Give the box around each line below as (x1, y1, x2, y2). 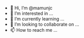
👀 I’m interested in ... (10, 10, 53, 16)
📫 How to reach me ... (10, 27, 58, 33)
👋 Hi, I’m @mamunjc (10, 5, 52, 11)
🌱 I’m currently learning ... (10, 16, 65, 22)
